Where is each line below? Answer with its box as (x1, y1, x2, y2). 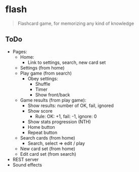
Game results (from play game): (20, 97, 86, 103)
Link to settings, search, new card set (27, 59, 106, 65)
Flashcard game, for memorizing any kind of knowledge (17, 20, 134, 26)
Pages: (12, 48, 27, 54)
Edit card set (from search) (20, 151, 76, 157)
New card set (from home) (20, 146, 76, 152)
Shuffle (35, 81, 51, 87)
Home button (27, 124, 56, 130)
